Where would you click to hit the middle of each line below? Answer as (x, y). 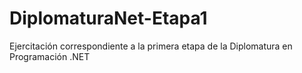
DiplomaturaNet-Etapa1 (108, 18)
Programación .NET (50, 56)
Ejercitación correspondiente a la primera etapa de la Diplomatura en (151, 46)
